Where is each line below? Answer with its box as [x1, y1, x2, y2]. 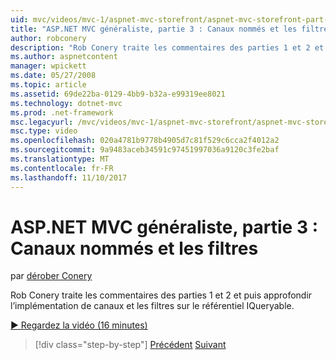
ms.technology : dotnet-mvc [10, 98, 123, 108]
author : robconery [10, 33, 87, 43]
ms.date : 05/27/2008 [10, 71, 97, 81]
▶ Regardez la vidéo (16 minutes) [10, 319, 148, 331]
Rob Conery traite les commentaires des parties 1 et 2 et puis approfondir [10, 289, 313, 301]
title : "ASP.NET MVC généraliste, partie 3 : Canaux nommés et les [10, 24, 298, 34]
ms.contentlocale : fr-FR [10, 163, 114, 173]
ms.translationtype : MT [10, 154, 110, 164]
